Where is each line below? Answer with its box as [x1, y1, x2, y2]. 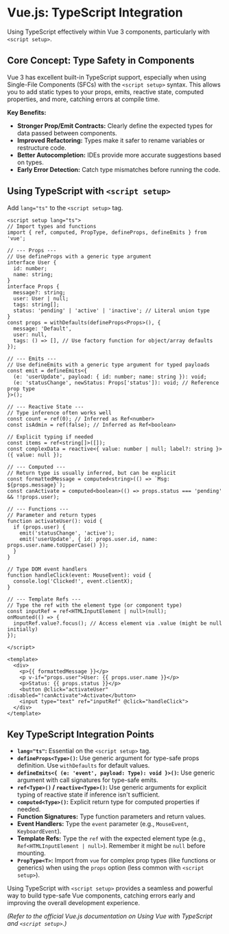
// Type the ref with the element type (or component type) [7, 601, 183, 609]
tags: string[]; [13, 301, 60, 308]
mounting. [16, 849, 46, 857]
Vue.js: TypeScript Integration [7, 5, 183, 21]
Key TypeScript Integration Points [7, 729, 154, 740]
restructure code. [16, 143, 67, 152]
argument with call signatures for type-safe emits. [16, 776, 159, 784]
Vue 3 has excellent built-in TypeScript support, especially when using [7, 73, 207, 81]
